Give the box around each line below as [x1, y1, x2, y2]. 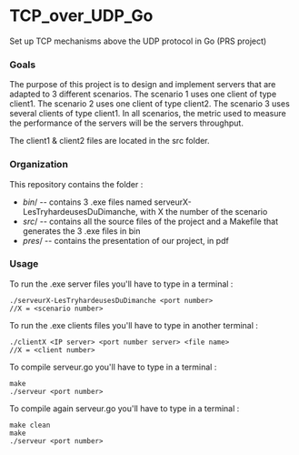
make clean [9, 420, 51, 430]
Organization [9, 158, 68, 171]
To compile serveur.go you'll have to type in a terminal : [9, 361, 217, 372]
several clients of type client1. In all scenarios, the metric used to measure [9, 108, 286, 119]
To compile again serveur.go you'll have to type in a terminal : [9, 402, 240, 414]
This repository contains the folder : [9, 178, 144, 189]
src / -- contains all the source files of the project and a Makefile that [22, 216, 279, 227]
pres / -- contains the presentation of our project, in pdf [22, 235, 229, 246]
